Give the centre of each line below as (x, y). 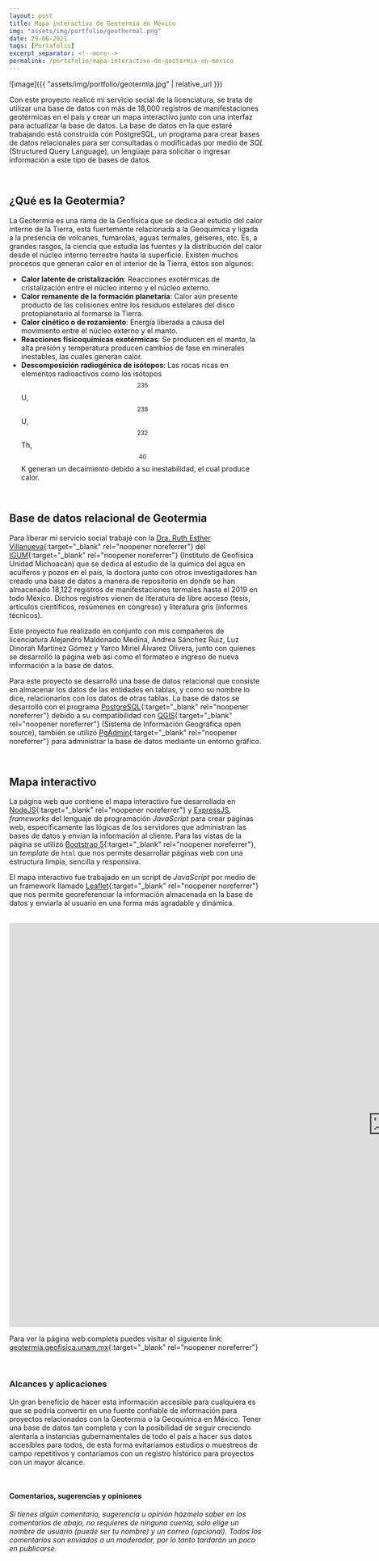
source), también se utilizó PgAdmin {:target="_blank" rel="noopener (123, 732)
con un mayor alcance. (47, 1462)
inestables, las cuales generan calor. (82, 356)
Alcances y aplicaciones (58, 1384)
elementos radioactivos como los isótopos (91, 374)
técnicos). (26, 615)
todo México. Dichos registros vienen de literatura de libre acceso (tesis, (130, 598)
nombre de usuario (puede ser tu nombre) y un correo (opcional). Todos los (135, 1531)
